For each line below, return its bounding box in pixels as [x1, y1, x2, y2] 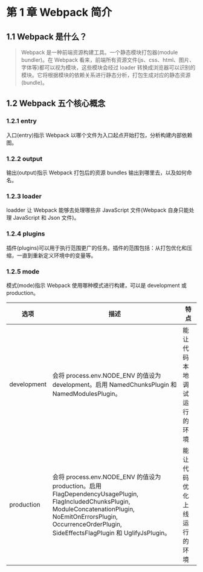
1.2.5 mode [6, 267, 40, 275]
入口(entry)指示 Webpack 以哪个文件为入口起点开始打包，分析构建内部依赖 [6, 131, 193, 139]
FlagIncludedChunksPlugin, [52, 497, 130, 505]
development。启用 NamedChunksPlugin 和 [52, 380, 177, 389]
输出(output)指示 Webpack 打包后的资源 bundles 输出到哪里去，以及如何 [6, 169, 187, 176]
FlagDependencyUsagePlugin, [52, 490, 139, 498]
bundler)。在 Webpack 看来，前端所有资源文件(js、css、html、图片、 [21, 56, 195, 64]
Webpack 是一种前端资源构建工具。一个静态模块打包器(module [21, 49, 178, 56]
